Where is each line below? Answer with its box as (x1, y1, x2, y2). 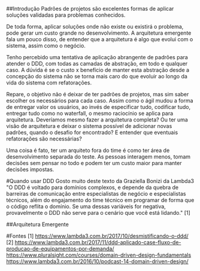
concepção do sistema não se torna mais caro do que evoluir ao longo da (6, 73, 187, 80)
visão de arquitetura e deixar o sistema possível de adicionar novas (6, 123, 172, 129)
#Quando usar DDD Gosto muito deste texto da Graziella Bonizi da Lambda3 (6, 178, 195, 184)
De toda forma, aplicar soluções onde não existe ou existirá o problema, (6, 23, 184, 30)
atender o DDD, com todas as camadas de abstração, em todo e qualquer (6, 60, 188, 67)
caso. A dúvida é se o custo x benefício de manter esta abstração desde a (6, 66, 190, 74)
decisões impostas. (6, 166, 54, 173)
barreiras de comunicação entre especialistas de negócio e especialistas (6, 190, 186, 197)
